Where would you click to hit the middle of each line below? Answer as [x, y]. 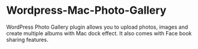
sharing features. [27, 39]
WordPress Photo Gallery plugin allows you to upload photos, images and [97, 27]
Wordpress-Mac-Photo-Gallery [86, 10]
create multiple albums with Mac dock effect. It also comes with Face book [99, 33]
